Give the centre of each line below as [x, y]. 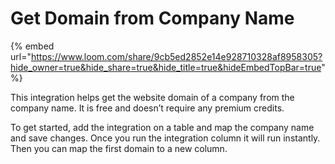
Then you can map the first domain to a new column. [119, 148]
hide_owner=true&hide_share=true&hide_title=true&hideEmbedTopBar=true [166, 67]
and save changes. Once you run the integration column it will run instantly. [165, 138]
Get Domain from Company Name [152, 18]
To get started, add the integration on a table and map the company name [162, 127]
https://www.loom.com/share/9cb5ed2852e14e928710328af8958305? [176, 56]
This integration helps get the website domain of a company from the [152, 97]
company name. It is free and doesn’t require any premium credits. [147, 108]
